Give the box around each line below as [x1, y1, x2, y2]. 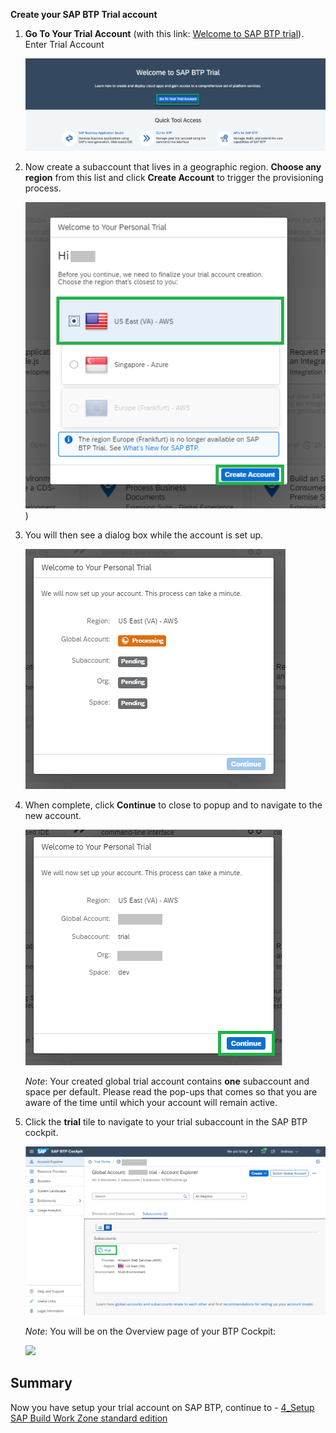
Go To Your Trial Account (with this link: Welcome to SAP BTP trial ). [24, 28, 305, 39]
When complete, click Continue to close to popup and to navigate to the [24, 799, 323, 811]
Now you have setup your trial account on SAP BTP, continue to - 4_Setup [10, 1401, 315, 1413]
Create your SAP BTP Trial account [10, 9, 158, 20]
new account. [24, 810, 82, 822]
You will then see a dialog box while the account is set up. [24, 529, 264, 541]
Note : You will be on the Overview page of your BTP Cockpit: [24, 1325, 276, 1337]
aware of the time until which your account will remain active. [24, 1097, 278, 1109]
